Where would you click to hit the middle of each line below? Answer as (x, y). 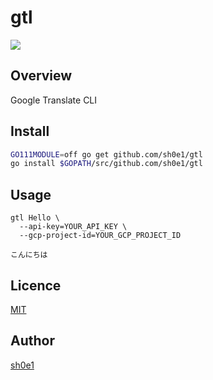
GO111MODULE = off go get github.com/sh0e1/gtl (106, 154)
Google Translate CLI (54, 100)
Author (32, 341)
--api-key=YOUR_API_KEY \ (73, 227)
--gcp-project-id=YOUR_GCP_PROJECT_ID (100, 236)
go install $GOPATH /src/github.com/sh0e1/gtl (106, 164)
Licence (36, 285)
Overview (41, 76)
